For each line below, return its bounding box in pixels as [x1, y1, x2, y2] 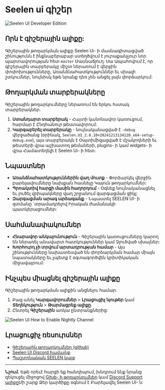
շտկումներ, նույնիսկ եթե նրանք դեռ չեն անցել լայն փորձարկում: [5, 73, 153, 80]
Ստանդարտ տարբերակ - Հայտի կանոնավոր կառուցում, [12, 116, 143, 122]
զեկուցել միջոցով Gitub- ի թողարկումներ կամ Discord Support [5, 374, 143, 380]
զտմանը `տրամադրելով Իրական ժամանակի [12, 201, 116, 207]
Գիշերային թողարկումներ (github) [12, 344, 89, 350]
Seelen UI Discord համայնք [12, 349, 71, 355]
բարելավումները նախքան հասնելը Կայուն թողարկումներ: [12, 180, 147, 186]
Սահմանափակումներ [5, 220, 81, 229]
